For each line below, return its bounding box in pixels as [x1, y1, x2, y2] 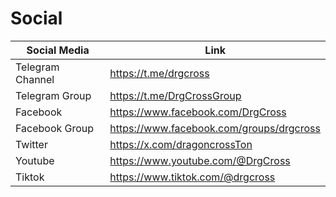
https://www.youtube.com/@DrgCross [109, 153, 291, 167]
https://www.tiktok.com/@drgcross [109, 170, 276, 184]
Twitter [15, 137, 48, 151]
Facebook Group [15, 121, 95, 135]
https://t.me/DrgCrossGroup [109, 88, 242, 102]
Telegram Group [15, 88, 92, 102]
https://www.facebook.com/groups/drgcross [109, 121, 321, 135]
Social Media [26, 43, 90, 57]
